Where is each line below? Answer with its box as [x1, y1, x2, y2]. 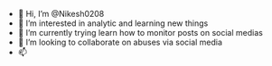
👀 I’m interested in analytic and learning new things [17, 18, 209, 29]
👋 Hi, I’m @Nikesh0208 [17, 9, 105, 19]
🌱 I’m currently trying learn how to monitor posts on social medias [17, 28, 264, 37]
